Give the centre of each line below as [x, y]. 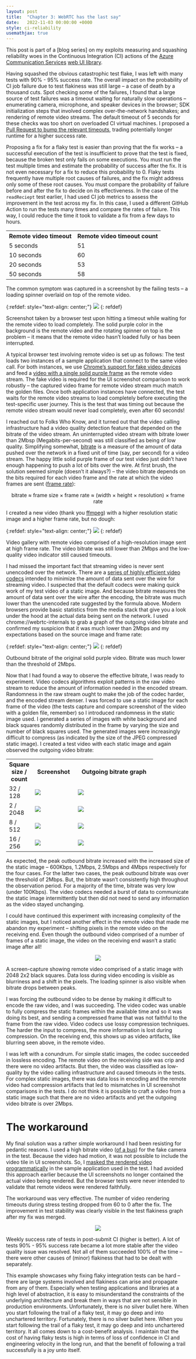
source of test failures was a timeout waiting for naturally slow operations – [96, 99]
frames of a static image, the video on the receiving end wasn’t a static [91, 941]
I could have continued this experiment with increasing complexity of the [93, 916]
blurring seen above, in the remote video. [55, 1043]
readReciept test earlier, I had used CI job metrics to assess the [82, 197]
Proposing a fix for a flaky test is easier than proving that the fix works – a [94, 147]
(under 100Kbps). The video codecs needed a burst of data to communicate [97, 892]
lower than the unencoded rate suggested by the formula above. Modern [94, 604]
